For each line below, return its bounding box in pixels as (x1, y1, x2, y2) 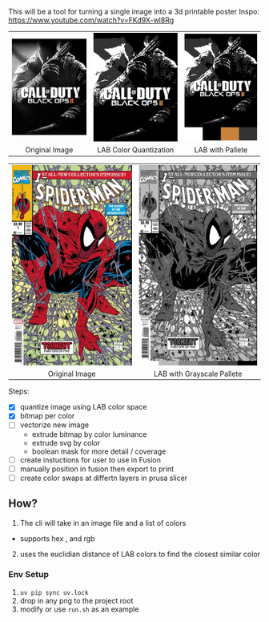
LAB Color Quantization (97, 145, 175, 155)
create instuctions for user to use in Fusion (19, 454, 162, 464)
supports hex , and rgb (19, 533, 95, 543)
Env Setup (8, 569, 50, 580)
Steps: (8, 386, 30, 396)
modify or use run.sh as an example (19, 604, 139, 614)
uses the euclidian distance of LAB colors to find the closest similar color (19, 549, 261, 559)
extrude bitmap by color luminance (31, 429, 147, 439)
